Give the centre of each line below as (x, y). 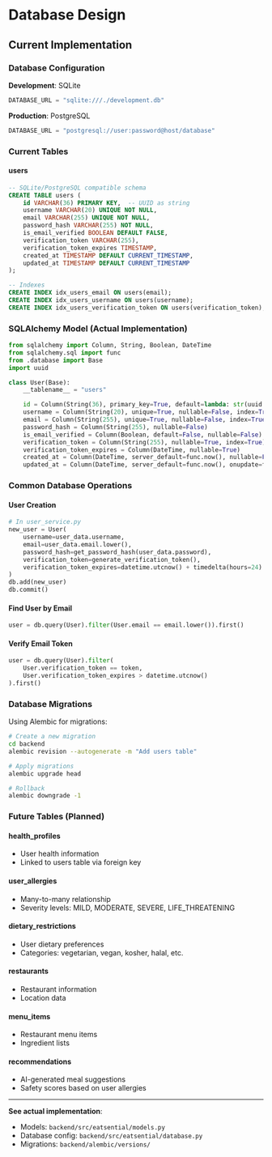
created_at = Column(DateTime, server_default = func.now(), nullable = (143, 457)
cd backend (27, 744)
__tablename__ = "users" (65, 390)
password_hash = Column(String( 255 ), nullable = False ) (115, 427)
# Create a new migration (52, 737)
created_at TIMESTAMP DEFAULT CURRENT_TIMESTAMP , (108, 255)
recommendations (40, 1061)
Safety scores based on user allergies (83, 1088)
